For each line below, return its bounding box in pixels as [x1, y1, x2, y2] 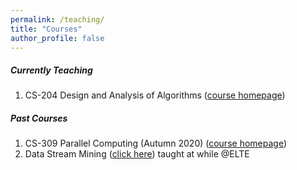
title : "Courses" [10, 24, 83, 34]
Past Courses [10, 112, 68, 124]
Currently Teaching [10, 64, 93, 76]
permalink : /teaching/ [10, 14, 105, 25]
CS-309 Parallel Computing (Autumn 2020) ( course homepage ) [24, 137, 288, 150]
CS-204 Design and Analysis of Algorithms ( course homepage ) [24, 89, 286, 101]
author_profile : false [10, 33, 105, 43]
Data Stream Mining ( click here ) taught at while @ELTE [24, 148, 250, 160]
